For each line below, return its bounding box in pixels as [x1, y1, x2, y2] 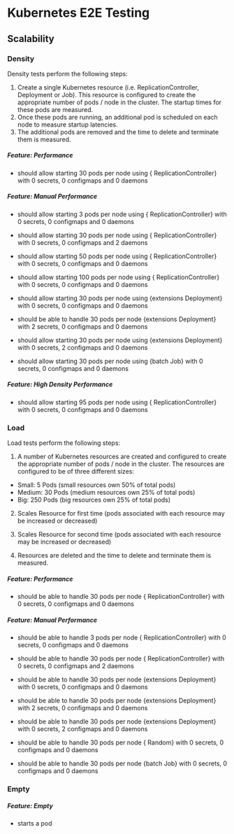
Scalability [7, 33, 54, 45]
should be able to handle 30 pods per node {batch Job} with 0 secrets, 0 [17, 759, 228, 768]
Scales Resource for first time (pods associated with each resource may [17, 509, 225, 518]
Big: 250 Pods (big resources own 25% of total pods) [17, 495, 171, 504]
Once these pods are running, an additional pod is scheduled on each [17, 113, 218, 121]
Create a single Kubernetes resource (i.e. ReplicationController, [17, 83, 199, 92]
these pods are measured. [17, 105, 94, 113]
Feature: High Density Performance [7, 380, 113, 389]
